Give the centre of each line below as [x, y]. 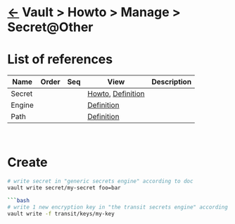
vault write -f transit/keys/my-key [61, 213]
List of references [60, 60]
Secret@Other [50, 27]
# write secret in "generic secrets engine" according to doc [100, 181]
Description [171, 82]
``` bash [19, 200]
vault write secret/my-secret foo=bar [64, 187]
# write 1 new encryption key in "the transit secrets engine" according [118, 207]
